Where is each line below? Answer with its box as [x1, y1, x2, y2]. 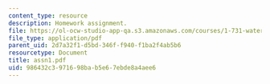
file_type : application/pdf [8, 34, 103, 42]
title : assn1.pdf [8, 57, 67, 65]
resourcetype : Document [8, 49, 88, 57]
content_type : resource [8, 11, 88, 20]
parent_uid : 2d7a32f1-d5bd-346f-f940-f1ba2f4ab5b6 [8, 42, 182, 50]
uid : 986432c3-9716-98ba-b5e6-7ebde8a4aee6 [8, 64, 157, 72]
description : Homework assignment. [8, 19, 128, 27]
